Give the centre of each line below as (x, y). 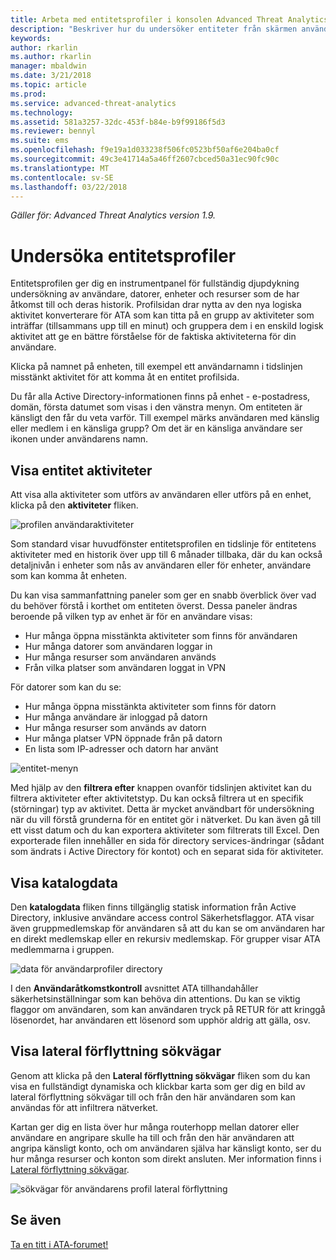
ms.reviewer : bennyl (53, 131)
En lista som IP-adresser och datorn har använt (121, 749)
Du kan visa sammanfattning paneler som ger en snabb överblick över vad (163, 595)
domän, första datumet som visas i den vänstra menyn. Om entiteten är (156, 407)
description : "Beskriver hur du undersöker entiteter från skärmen (154, 29)
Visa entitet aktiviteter (81, 470)
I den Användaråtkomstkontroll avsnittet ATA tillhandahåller (134, 988)
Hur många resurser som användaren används (120, 657)
